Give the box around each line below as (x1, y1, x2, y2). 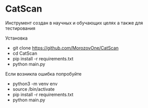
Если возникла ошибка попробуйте (5, 70, 82, 77)
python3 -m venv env (12, 81, 58, 87)
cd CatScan (12, 50, 38, 56)
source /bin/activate (12, 86, 55, 92)
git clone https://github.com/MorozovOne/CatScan (12, 45, 119, 51)
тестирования (5, 25, 35, 31)
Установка (5, 35, 28, 41)
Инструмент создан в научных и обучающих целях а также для (5, 20, 143, 26)
